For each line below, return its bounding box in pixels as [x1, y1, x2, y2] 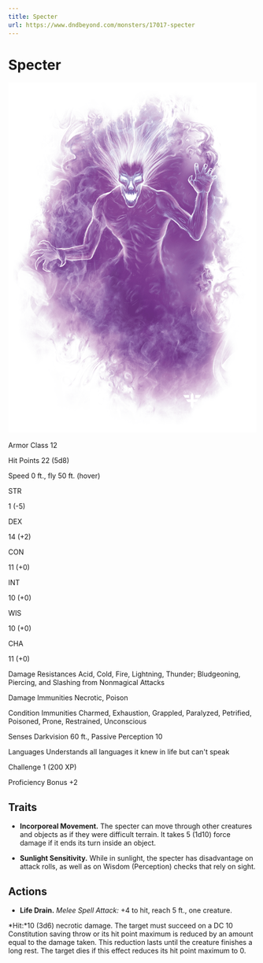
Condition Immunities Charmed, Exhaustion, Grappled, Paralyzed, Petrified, [8, 709, 252, 718]
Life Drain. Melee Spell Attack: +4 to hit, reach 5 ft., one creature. [19, 906, 232, 915]
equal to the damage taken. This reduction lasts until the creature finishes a [8, 937, 253, 946]
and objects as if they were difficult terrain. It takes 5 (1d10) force [19, 830, 231, 839]
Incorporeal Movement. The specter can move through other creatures [19, 821, 253, 831]
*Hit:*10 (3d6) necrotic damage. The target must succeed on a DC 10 [8, 920, 234, 930]
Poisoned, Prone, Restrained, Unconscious [8, 717, 147, 726]
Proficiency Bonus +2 [8, 778, 79, 787]
